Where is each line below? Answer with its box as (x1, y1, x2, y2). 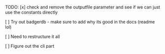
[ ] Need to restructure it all (5, 34, 60, 39)
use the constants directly (5, 9, 58, 15)
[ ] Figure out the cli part (5, 43, 55, 49)
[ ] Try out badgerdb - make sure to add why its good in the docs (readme (5, 19, 155, 25)
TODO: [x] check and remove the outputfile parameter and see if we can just (5, 4, 161, 10)
